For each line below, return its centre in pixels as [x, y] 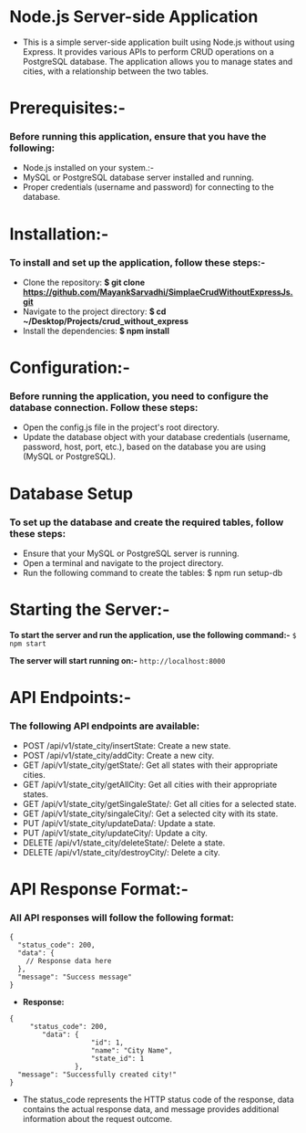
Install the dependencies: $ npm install [96, 330]
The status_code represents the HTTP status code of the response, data [158, 1099]
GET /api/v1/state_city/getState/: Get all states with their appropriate [150, 765]
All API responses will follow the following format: [122, 918]
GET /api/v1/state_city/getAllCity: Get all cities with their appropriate [150, 785]
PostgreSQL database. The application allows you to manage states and [158, 61]
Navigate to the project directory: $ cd [94, 311]
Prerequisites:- [67, 108]
